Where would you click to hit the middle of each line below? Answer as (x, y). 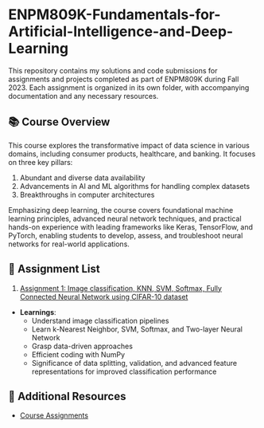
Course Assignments (54, 415)
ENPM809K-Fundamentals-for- (115, 15)
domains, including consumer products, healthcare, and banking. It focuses (132, 154)
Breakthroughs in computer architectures (87, 194)
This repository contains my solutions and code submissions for (113, 70)
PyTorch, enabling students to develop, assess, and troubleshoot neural (126, 235)
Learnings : (38, 312)
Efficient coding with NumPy (78, 354)
